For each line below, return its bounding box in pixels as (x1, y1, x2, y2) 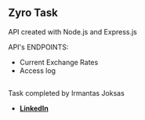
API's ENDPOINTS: (8, 42, 69, 52)
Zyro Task (8, 6, 59, 20)
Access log (19, 66, 56, 75)
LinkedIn (19, 104, 49, 113)
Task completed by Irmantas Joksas (8, 89, 125, 98)
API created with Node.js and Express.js (8, 27, 137, 36)
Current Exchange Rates (19, 57, 99, 67)
